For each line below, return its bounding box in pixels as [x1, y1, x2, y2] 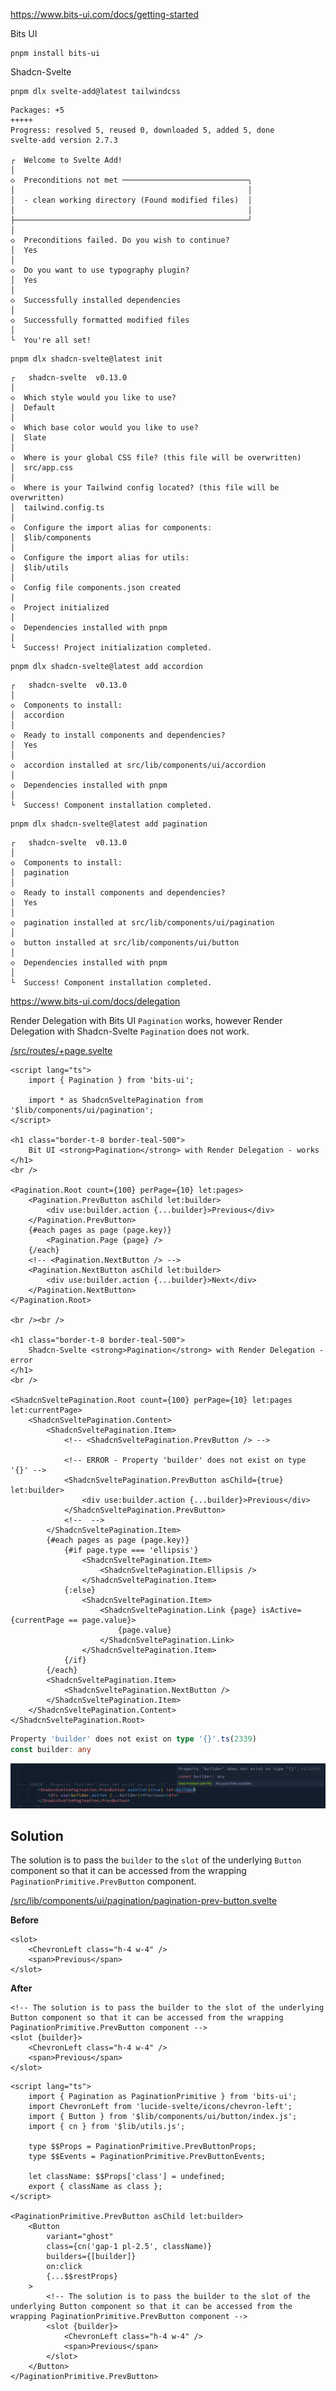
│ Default [10, 403, 56, 413]
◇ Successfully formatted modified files [10, 315, 190, 325]
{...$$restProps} [46, 2272, 118, 2282]
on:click [46, 2262, 83, 2272]
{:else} [63, 1585, 97, 1595]
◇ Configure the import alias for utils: [10, 553, 190, 563]
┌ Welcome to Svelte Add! [10, 155, 123, 165]
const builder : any [10, 1744, 92, 1754]
